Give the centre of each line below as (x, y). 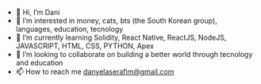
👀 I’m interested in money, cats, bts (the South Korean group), (117, 21)
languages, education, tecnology (69, 29)
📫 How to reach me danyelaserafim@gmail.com (95, 72)
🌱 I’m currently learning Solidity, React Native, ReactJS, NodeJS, (121, 37)
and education (39, 63)
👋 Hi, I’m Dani (38, 12)
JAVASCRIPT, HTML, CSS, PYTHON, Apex (85, 46)
